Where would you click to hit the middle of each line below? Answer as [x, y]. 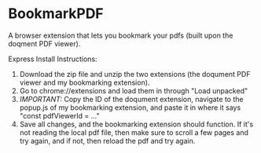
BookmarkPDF [56, 14]
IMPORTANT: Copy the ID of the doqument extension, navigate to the [131, 99]
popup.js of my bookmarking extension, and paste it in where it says [130, 107]
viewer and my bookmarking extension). [85, 82]
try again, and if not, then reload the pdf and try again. [107, 140]
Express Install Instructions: [53, 59]
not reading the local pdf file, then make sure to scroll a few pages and [134, 132]
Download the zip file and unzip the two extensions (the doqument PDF [135, 74]
